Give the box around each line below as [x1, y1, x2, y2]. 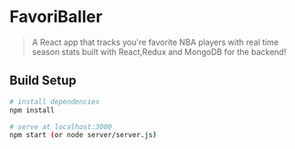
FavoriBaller [9, 6, 103, 27]
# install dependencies [9, 97, 100, 106]
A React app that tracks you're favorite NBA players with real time [31, 37, 279, 48]
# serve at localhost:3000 [9, 122, 112, 132]
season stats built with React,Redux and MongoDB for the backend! [31, 46, 287, 57]
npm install [9, 105, 55, 115]
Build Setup [9, 73, 77, 89]
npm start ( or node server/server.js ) [9, 131, 157, 140]
